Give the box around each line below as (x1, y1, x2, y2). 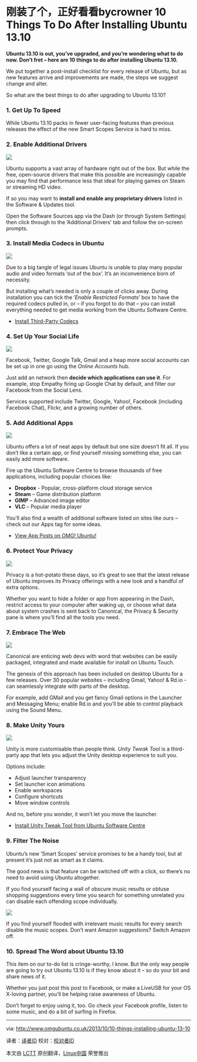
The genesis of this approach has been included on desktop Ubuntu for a (6, 670, 183, 677)
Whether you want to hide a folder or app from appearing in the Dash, (6, 595, 175, 602)
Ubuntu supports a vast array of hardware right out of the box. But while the (6, 165, 189, 172)
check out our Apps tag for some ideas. (6, 521, 102, 528)
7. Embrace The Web (6, 628, 66, 636)
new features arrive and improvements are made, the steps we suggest (6, 74, 178, 81)
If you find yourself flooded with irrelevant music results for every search (6, 920, 182, 927)
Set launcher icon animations (14, 781, 85, 788)
